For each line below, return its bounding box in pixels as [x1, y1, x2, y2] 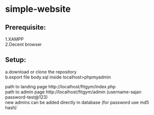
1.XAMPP [5, 36, 24, 42]
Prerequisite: [5, 23, 46, 32]
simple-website [5, 3, 71, 15]
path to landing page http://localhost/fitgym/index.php [5, 83, 116, 89]
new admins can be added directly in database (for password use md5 [5, 99, 150, 105]
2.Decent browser [5, 41, 42, 47]
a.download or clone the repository [5, 69, 77, 75]
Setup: [5, 56, 26, 64]
